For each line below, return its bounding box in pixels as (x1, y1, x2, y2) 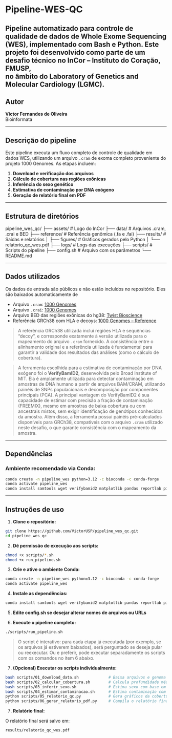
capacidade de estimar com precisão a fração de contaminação (17, 397, 153, 403)
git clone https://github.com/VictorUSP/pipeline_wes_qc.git (5, 529, 139, 534)
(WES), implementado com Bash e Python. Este (5, 40, 159, 49)
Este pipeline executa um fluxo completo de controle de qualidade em (5, 150, 153, 156)
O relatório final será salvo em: (5, 718, 70, 724)
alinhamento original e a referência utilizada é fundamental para (17, 344, 153, 350)
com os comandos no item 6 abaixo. (17, 655, 95, 661)
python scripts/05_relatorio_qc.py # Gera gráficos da (5, 694, 150, 699)
